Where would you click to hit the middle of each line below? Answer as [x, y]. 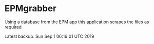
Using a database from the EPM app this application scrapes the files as [77, 22]
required [13, 27]
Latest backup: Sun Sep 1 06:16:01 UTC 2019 [49, 36]
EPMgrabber [30, 8]
